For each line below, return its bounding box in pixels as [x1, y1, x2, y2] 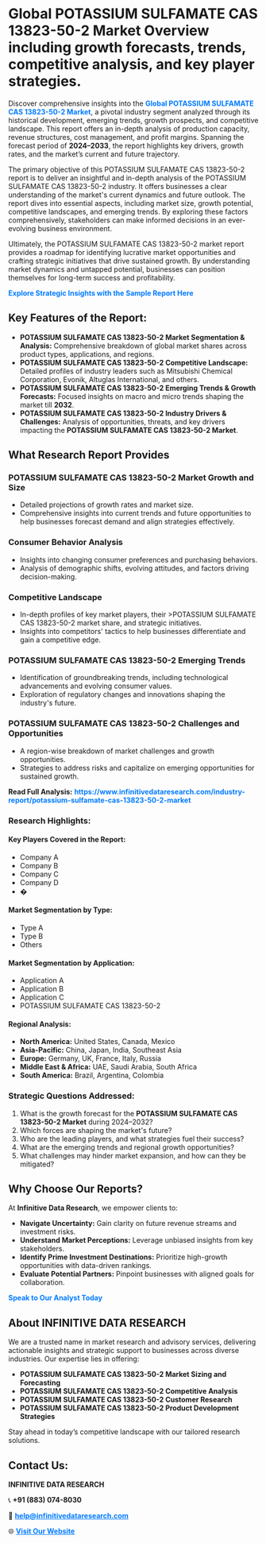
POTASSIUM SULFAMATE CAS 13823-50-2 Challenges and [8, 718, 240, 729]
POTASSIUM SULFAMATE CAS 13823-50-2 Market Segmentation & [19, 332, 245, 342]
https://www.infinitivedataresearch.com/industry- [74, 787, 245, 796]
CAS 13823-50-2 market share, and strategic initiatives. [19, 618, 202, 628]
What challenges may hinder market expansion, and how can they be [19, 1150, 246, 1160]
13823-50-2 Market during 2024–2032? [19, 1117, 153, 1127]
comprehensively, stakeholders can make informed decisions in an [8, 215, 226, 225]
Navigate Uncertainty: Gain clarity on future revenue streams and [19, 1219, 237, 1228]
